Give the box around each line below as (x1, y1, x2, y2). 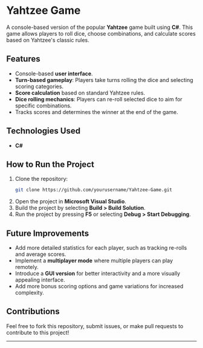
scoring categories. (14, 83, 64, 90)
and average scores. (14, 251, 66, 258)
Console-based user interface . (14, 70, 93, 77)
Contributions (6, 306, 60, 317)
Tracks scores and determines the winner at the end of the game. (14, 108, 178, 115)
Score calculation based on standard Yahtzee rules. (14, 89, 146, 96)
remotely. (14, 264, 39, 271)
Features (6, 54, 40, 64)
